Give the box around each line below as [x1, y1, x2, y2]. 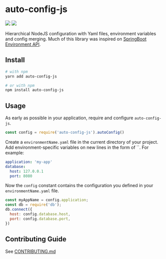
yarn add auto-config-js [5, 74, 57, 79]
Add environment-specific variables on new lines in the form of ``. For [5, 144, 149, 150]
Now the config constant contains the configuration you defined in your [5, 183, 153, 189]
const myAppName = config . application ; [5, 198, 89, 203]
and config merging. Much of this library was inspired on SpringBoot [5, 36, 147, 42]
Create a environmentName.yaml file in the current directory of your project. [5, 139, 158, 145]
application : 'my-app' [5, 159, 53, 164]
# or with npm [5, 83, 35, 88]
